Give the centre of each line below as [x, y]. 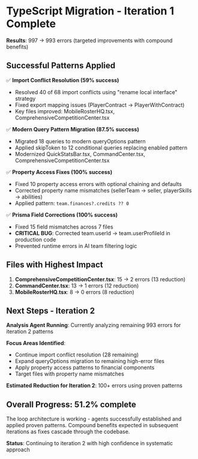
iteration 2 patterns [30, 332]
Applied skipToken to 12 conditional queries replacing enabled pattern [101, 148]
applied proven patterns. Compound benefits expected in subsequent [92, 425]
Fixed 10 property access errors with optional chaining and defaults [98, 184]
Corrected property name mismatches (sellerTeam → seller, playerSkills [103, 190]
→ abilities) [29, 197]
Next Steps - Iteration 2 [50, 310]
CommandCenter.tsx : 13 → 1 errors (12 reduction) [77, 286]
